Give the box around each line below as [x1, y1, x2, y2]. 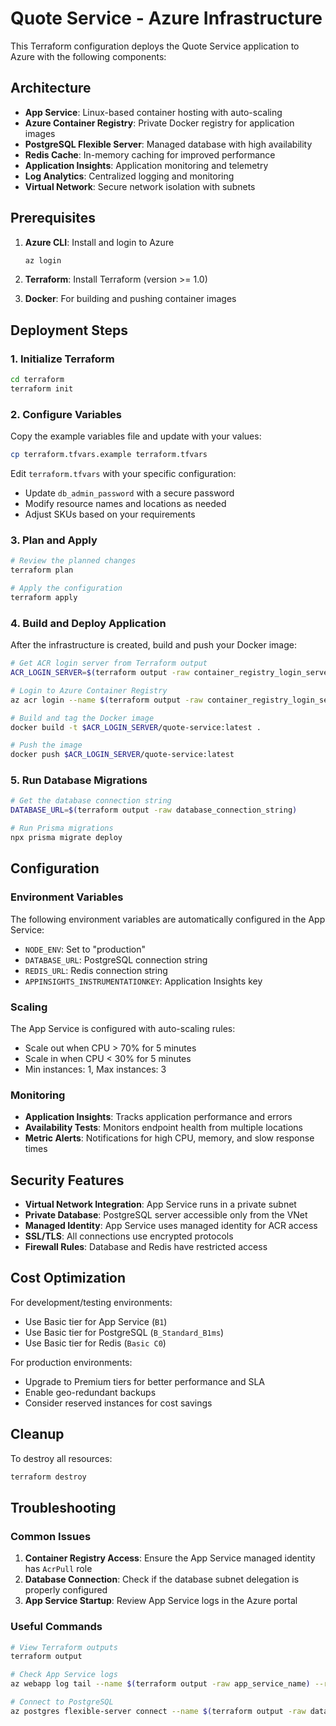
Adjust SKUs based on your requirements [24, 508, 196, 521]
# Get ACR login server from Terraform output [10, 658, 208, 669]
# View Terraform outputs [10, 1642, 118, 1652]
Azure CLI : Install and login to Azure [24, 236, 175, 248]
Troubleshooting [10, 1499, 117, 1516]
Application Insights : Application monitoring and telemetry [24, 159, 269, 171]
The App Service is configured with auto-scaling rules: [10, 1022, 236, 1034]
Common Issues [10, 1529, 92, 1543]
